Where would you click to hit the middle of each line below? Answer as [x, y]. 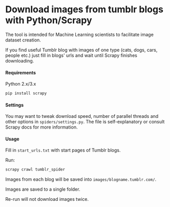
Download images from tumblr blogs [84, 9]
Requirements [21, 72]
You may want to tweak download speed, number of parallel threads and [82, 116]
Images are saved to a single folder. [43, 189]
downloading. [20, 60]
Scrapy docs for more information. [41, 127]
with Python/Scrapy [49, 20]
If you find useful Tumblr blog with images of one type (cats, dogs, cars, [81, 50]
